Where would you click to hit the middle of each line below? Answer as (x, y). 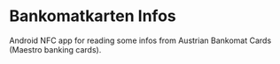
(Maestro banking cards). (55, 49)
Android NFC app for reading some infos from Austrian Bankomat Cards (140, 40)
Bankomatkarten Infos (93, 16)
